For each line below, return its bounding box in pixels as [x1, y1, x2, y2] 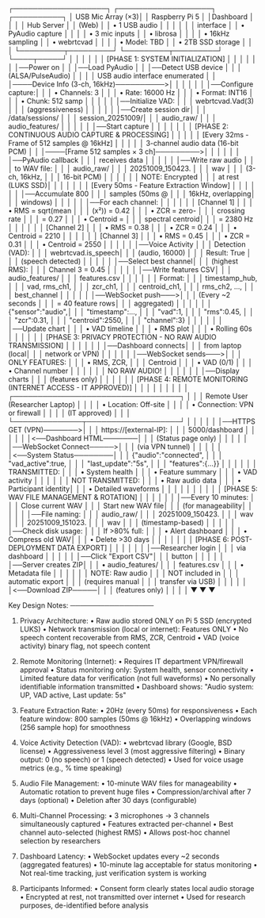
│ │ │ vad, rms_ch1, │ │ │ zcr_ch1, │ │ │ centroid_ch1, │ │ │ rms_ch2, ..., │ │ [8, 282, 255, 291]
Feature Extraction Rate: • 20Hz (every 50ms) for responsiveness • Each [19, 706, 257, 715]
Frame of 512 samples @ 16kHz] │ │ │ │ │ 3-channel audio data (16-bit [8, 139, 239, 148]
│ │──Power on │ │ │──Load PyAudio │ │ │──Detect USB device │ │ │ [8, 63, 243, 71]
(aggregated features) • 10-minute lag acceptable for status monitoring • [19, 860, 258, 869]
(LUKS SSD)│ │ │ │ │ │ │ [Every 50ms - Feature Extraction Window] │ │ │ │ [8, 181, 256, 190]
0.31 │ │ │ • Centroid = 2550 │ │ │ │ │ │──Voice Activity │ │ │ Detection [8, 240, 246, 249]
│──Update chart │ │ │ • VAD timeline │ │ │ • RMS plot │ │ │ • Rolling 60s [8, 324, 252, 333]
